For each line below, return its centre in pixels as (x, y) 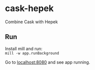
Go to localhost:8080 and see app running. (47, 62)
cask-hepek (29, 8)
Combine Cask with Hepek (31, 22)
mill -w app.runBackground (32, 53)
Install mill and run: (24, 48)
